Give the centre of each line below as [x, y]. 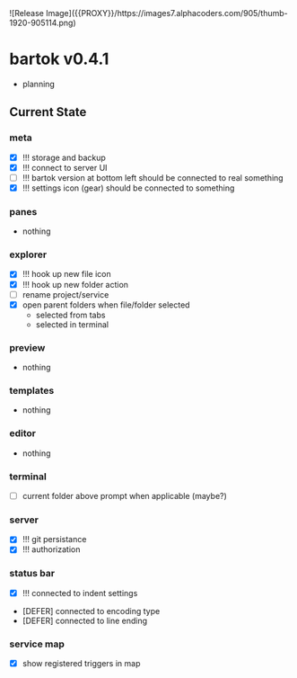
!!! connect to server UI [65, 167]
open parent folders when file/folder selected [106, 305]
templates [32, 390]
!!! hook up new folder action [75, 284]
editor [23, 433]
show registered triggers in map [81, 664]
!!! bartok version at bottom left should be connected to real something [153, 177]
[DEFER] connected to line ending [85, 620]
